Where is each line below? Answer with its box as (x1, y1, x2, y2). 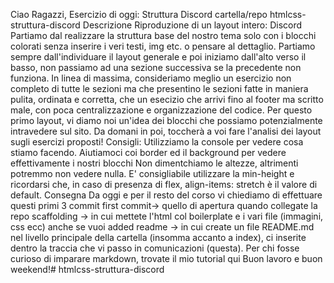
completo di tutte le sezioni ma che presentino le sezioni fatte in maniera (10, 83, 309, 94)
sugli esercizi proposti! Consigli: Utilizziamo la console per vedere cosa (10, 136, 304, 148)
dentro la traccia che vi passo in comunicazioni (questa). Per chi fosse (10, 242, 300, 254)
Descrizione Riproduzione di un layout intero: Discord (82, 19, 303, 31)
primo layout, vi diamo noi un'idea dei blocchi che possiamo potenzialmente (10, 115, 323, 126)
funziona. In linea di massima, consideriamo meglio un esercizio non (10, 72, 292, 84)
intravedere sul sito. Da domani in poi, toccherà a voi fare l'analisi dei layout (10, 125, 322, 137)
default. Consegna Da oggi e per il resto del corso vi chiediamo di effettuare (10, 189, 323, 201)
